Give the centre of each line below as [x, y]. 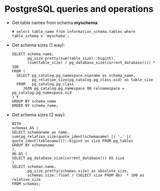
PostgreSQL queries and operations [79, 9]
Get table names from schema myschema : [55, 23]
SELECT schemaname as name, [40, 132]
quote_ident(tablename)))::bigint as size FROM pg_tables [72, 141]
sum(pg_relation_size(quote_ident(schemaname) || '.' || [71, 136]
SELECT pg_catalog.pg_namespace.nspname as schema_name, [76, 75]
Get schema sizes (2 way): [39, 114]
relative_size [26, 179]
